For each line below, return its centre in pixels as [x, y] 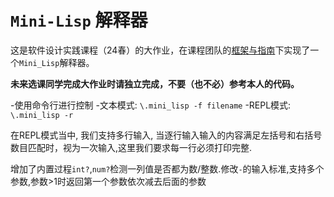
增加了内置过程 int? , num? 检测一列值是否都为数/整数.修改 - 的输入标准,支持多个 [167, 168]
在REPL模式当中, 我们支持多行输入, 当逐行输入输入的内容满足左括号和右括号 [166, 135]
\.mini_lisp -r [42, 115]
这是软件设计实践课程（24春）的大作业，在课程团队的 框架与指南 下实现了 [160, 50]
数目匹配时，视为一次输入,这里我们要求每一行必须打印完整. [131, 147]
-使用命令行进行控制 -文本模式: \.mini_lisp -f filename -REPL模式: [151, 105]
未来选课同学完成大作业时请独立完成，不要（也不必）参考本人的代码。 [155, 83]
